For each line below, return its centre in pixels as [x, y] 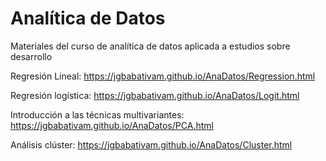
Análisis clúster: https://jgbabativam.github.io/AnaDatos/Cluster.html [151, 144]
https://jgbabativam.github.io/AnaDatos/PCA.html [112, 125]
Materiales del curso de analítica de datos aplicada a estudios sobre [150, 46]
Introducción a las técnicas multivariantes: [97, 114]
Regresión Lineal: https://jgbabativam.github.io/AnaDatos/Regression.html [163, 76]
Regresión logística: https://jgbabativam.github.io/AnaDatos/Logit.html [155, 95]
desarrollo [31, 56]
